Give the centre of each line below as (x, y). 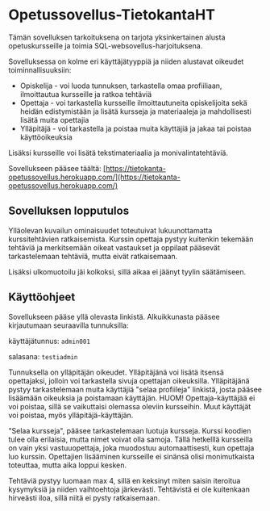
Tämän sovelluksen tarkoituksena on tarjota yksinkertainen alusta (117, 37)
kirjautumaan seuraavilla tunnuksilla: (69, 325)
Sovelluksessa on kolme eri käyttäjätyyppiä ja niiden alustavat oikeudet (126, 61)
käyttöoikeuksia (46, 137)
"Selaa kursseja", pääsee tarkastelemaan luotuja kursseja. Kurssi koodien (130, 430)
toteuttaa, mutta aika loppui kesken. (68, 465)
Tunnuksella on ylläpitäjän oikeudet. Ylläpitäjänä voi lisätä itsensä (116, 372)
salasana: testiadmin (43, 356)
